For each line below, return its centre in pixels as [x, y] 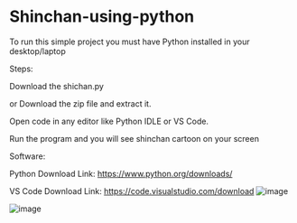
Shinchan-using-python [102, 17]
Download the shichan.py [56, 86]
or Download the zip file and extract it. [80, 103]
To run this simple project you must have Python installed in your [130, 42]
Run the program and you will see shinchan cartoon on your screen [135, 138]
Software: [28, 156]
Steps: [21, 69]
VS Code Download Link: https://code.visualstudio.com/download [132, 190]
